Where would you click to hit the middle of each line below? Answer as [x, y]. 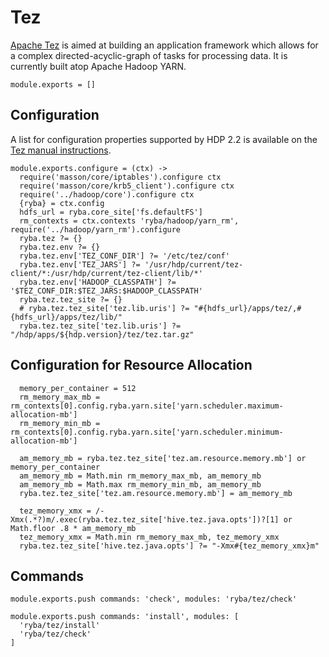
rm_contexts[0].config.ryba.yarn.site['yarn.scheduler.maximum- [147, 406]
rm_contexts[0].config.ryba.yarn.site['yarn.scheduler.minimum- [147, 432]
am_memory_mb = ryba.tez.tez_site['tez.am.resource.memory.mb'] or [163, 458]
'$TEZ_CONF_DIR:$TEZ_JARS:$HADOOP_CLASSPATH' [106, 291]
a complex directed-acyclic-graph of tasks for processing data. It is [149, 55]
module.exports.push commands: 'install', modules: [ [125, 617]
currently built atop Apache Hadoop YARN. [98, 66]
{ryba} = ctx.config [62, 203]
